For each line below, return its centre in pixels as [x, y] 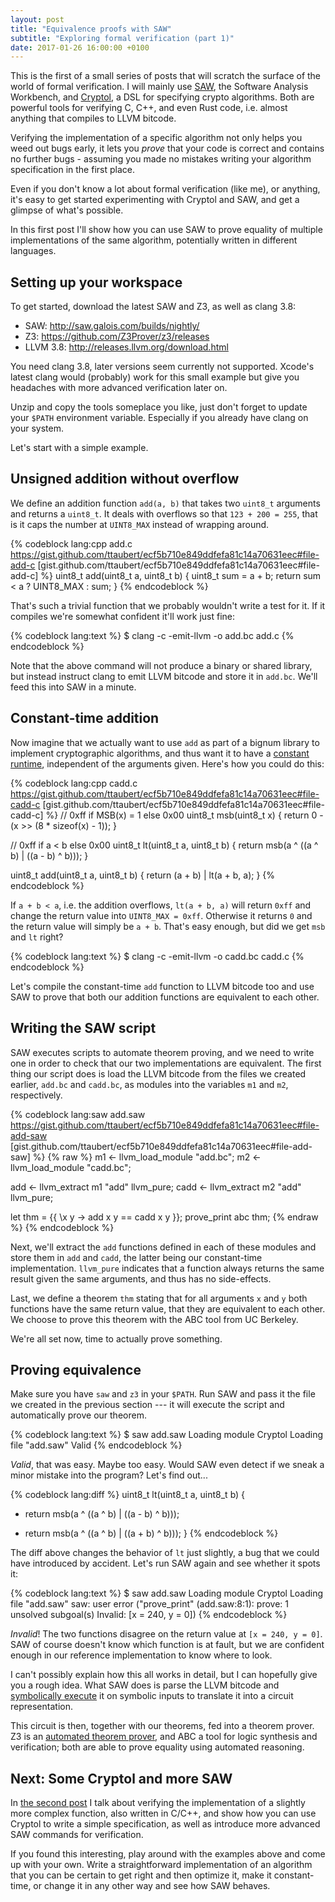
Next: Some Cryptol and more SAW [121, 1778]
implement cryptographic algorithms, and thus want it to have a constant [160, 753]
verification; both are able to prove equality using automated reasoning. [157, 1747]
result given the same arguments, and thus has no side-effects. [141, 1278]
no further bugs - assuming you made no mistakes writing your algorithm [161, 159]
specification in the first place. [72, 170]
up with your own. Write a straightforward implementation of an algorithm [161, 1865]
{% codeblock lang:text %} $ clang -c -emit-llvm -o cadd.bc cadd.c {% [157, 956]
